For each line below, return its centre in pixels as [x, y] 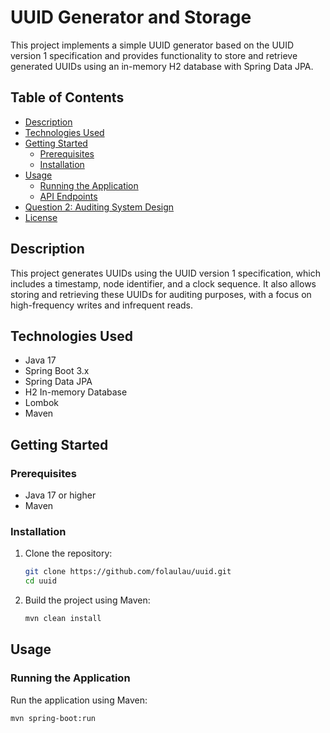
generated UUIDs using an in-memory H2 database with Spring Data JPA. [162, 66]
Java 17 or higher [60, 495]
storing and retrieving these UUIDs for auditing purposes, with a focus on [161, 294]
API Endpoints [68, 196]
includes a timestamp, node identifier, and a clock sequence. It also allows [163, 283]
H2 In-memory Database [76, 392]
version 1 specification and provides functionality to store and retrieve [154, 55]
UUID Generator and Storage [131, 17]
